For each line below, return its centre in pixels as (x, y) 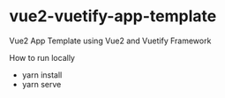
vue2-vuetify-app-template (113, 16)
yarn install (42, 75)
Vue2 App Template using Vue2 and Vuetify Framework (110, 41)
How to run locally (42, 57)
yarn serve (41, 84)
